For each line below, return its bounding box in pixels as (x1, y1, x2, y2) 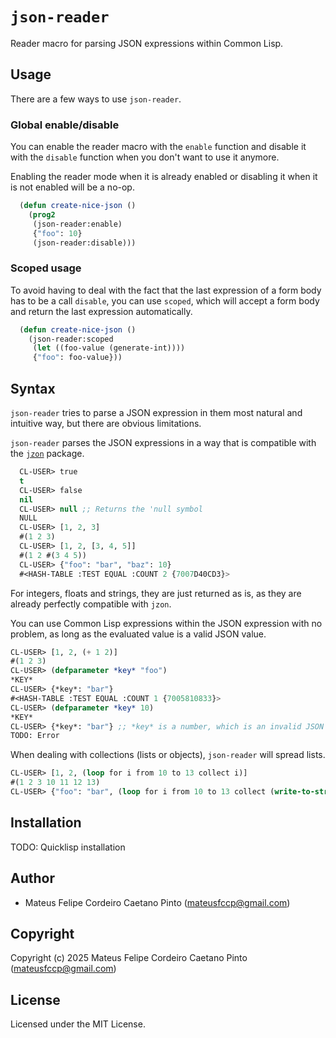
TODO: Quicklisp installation (10, 841, 126, 853)
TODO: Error (10, 731, 60, 741)
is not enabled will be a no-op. (10, 181, 135, 193)
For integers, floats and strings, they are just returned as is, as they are (10, 587, 302, 599)
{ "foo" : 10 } (32, 228, 83, 238)
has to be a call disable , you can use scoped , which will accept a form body (10, 294, 320, 307)
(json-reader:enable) (32, 219, 123, 229)
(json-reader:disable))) (32, 238, 137, 248)
